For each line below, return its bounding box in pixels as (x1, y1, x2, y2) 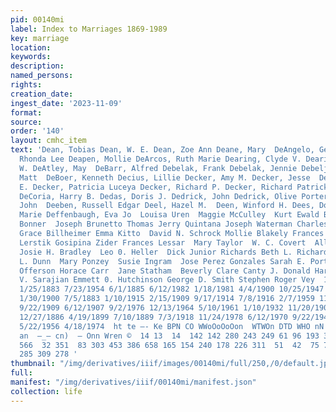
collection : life (10, 386, 83, 396)
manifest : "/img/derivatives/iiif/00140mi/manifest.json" (10, 377, 257, 387)
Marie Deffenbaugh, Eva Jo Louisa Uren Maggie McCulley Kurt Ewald (19, 210, 320, 220)
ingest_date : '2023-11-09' (10, 98, 123, 108)
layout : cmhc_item (10, 136, 87, 146)
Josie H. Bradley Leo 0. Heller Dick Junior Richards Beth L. (19, 247, 293, 257)
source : (10, 117, 43, 127)
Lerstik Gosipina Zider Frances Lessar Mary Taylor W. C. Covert (19, 237, 307, 248)
